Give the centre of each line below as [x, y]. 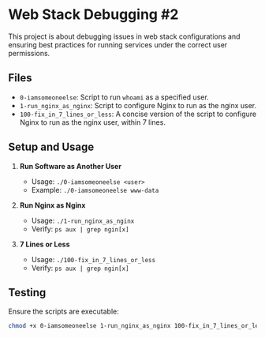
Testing [27, 293]
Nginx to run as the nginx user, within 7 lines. [92, 122]
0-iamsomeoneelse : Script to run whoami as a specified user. [114, 97]
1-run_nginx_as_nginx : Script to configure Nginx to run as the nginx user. [138, 105]
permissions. [29, 53]
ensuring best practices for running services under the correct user [118, 44]
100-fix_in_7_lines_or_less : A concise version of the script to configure [138, 114]
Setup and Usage [51, 147]
